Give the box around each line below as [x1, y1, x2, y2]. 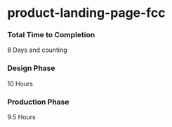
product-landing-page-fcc [7, 5, 166, 21]
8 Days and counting [7, 46, 67, 54]
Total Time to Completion [7, 30, 95, 40]
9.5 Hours [7, 113, 37, 121]
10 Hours [7, 79, 34, 88]
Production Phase [7, 97, 70, 107]
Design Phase [7, 63, 55, 73]
